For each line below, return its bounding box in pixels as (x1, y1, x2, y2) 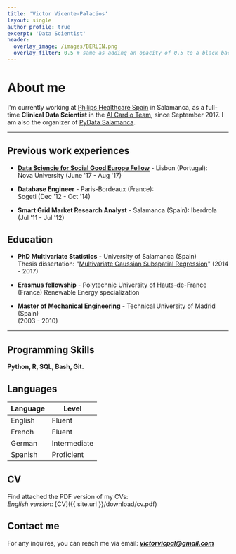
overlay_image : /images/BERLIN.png (13, 43, 118, 50)
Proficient (51, 450, 84, 460)
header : (7, 37, 30, 44)
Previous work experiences (7, 145, 130, 157)
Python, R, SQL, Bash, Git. (7, 363, 84, 371)
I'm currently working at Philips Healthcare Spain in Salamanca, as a (7, 103, 205, 111)
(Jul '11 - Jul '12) (17, 213, 65, 221)
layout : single (7, 17, 52, 24)
